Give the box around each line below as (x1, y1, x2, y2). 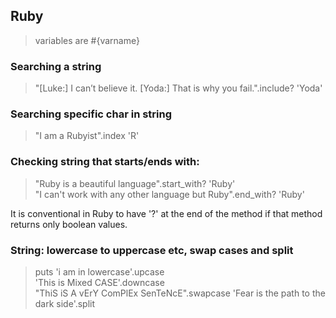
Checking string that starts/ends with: (10, 155, 200, 169)
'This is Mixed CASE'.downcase (34, 277, 165, 288)
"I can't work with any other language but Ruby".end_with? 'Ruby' (34, 188, 305, 200)
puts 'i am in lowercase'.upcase (34, 266, 165, 278)
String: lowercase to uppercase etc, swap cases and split (10, 243, 294, 257)
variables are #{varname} (34, 34, 140, 46)
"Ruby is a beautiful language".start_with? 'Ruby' (34, 177, 236, 189)
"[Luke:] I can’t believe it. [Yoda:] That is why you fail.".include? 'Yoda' (34, 82, 323, 94)
